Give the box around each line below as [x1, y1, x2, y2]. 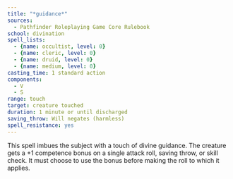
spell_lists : [7, 37, 46, 44]
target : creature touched [7, 102, 83, 109]
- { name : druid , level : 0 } [13, 56, 93, 63]
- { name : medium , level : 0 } [13, 63, 97, 70]
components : [7, 75, 42, 83]
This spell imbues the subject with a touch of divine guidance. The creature [7, 141, 227, 149]
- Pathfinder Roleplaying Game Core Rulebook [13, 23, 150, 30]
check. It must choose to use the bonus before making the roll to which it [7, 156, 220, 164]
